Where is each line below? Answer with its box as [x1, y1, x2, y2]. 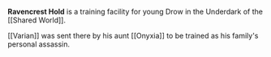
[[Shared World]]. [7, 15, 67, 25]
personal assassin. [7, 39, 71, 49]
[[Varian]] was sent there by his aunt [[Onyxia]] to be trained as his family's [7, 31, 259, 40]
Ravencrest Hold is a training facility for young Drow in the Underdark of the [7, 7, 263, 16]
